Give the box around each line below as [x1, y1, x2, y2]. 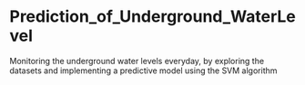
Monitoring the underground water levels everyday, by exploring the [9, 55, 265, 66]
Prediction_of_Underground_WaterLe [9, 6, 296, 27]
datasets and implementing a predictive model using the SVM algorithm [9, 65, 278, 76]
